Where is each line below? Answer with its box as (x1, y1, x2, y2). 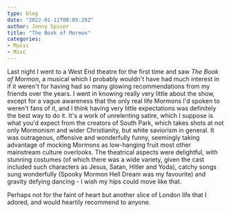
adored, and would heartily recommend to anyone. (7, 198, 151, 206)
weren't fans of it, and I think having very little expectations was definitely (7, 104, 217, 112)
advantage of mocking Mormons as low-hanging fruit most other (7, 141, 192, 149)
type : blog (7, 10, 39, 17)
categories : (7, 36, 41, 43)
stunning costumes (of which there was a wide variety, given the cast (7, 155, 205, 163)
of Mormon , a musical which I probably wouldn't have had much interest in (7, 74, 219, 83)
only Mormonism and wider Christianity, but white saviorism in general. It (7, 125, 215, 134)
